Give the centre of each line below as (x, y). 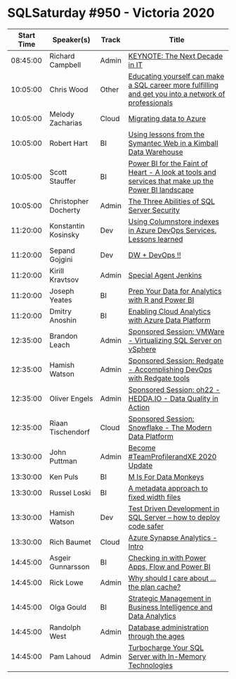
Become (142, 447)
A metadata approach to (168, 488)
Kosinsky (64, 235)
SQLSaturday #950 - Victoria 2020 (111, 13)
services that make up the (171, 181)
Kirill (57, 270)
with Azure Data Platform (169, 320)
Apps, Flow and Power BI (169, 566)
